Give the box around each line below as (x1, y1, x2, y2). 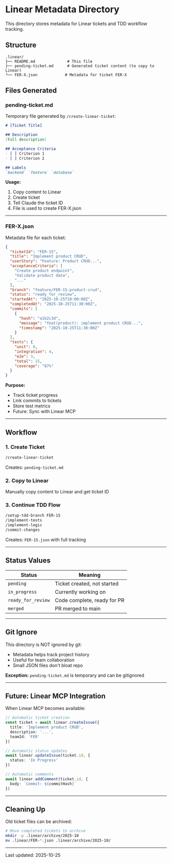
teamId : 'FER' (10, 734, 40, 739)
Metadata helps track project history (12, 651, 90, 657)
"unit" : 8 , (14, 344, 38, 350)
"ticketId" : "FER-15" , (10, 249, 58, 254)
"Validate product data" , (14, 273, 70, 278)
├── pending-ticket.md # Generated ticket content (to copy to (5, 63, 155, 69)
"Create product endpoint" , (14, 268, 74, 273)
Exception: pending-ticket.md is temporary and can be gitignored (5, 672, 144, 678)
